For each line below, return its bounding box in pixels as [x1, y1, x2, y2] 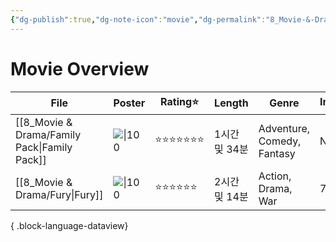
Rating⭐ [160, 94, 200, 108]
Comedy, [258, 134, 302, 148]
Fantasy [258, 146, 296, 160]
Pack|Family [15, 140, 73, 154]
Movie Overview [10, 57, 150, 80]
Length [214, 96, 249, 110]
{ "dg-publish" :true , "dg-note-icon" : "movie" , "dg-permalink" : [10, 14, 267, 25]
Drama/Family [15, 127, 82, 141]
